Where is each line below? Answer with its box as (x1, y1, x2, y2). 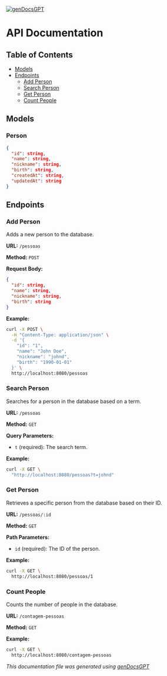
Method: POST (6, 254, 39, 261)
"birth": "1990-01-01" (16, 359, 72, 365)
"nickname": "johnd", (16, 354, 69, 360)
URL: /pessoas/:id (6, 511, 51, 518)
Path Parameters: (6, 534, 50, 541)
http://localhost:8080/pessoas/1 (11, 573, 93, 579)
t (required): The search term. (14, 443, 88, 450)
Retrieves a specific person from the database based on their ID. (6, 499, 163, 506)
